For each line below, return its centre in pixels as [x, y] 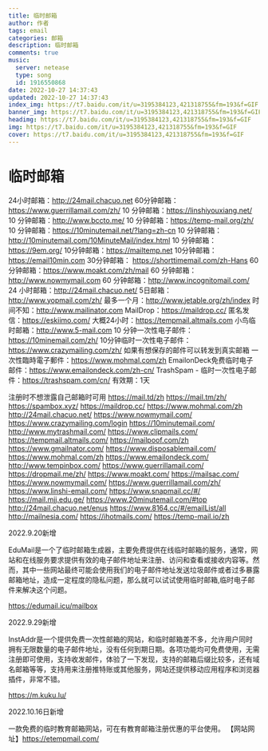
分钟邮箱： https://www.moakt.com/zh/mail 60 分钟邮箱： [102, 270]
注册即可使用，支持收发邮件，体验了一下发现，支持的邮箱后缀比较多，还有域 [134, 659]
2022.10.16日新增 [36, 711]
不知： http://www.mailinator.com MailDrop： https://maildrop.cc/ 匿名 [129, 310]
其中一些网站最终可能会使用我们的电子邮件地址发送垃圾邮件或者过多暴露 [141, 570]
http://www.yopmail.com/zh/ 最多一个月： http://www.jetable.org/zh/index [130, 300]
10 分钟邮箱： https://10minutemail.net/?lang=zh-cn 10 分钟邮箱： [115, 230]
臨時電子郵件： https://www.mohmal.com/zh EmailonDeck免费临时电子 [138, 360]
